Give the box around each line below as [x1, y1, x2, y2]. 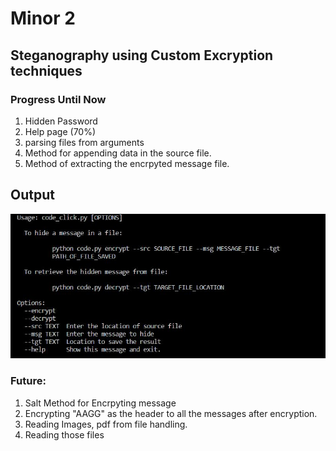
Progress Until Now [10, 92, 107, 106]
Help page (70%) [24, 125, 97, 137]
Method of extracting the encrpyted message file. [24, 157, 230, 169]
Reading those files [24, 428, 105, 441]
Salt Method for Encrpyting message [24, 397, 177, 409]
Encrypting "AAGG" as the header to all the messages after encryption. [24, 407, 318, 419]
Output [10, 187, 55, 204]
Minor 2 [10, 7, 76, 30]
